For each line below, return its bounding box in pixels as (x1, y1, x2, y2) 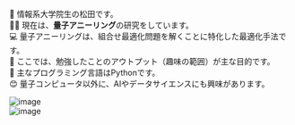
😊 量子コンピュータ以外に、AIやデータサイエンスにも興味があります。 (9, 79, 270, 88)
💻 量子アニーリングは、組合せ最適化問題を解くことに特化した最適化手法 (9, 31, 280, 41)
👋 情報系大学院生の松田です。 (9, 9, 118, 19)
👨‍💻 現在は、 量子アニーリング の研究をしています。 (9, 20, 195, 30)
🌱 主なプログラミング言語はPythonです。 (9, 67, 161, 78)
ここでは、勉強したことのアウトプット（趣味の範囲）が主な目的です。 (16, 56, 275, 66)
